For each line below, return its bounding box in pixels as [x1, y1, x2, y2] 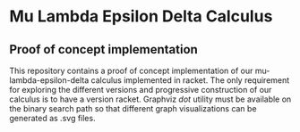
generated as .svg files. [9, 113, 96, 123]
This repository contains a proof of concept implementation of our [9, 65, 253, 76]
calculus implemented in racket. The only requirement [90, 75, 290, 86]
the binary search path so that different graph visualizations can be [9, 103, 257, 113]
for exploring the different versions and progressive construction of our [9, 85, 272, 95]
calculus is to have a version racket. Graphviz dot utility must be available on [9, 94, 292, 104]
